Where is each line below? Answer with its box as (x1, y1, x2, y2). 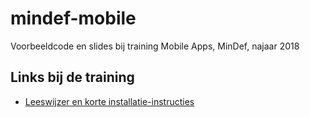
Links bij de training (10, 69, 135, 86)
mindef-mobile (10, 7, 137, 30)
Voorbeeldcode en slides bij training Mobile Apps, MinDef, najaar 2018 (10, 40, 300, 52)
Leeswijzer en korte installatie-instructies (24, 95, 195, 107)
